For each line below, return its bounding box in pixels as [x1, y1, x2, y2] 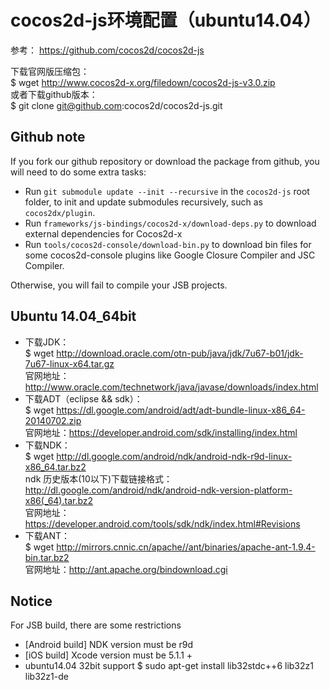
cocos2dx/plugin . [24, 206, 96, 218]
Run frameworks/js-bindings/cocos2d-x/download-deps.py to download [24, 217, 317, 229]
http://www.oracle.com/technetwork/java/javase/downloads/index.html [24, 381, 319, 393]
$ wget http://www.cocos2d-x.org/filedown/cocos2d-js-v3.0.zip [10, 76, 276, 88]
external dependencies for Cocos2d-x [24, 227, 183, 240]
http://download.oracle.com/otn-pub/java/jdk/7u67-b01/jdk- [56, 347, 304, 359]
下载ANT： [24, 529, 71, 541]
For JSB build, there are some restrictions [10, 619, 182, 631]
